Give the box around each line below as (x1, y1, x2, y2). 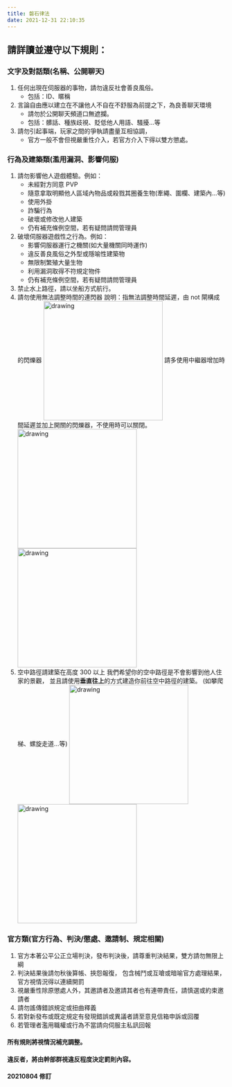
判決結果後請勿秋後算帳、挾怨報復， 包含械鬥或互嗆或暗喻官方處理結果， (17, 968, 226, 977)
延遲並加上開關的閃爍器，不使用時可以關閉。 (23, 421, 151, 429)
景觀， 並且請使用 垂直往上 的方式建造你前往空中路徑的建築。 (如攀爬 (29, 677, 224, 685)
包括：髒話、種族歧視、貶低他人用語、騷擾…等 (27, 119, 161, 127)
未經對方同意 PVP (27, 180, 78, 189)
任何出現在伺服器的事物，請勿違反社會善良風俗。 (17, 84, 157, 92)
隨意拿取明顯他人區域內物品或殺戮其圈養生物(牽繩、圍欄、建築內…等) (27, 189, 226, 198)
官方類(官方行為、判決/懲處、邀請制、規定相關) (7, 934, 165, 944)
